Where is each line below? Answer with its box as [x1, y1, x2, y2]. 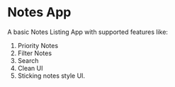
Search [17, 56, 39, 64]
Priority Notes [17, 41, 59, 50]
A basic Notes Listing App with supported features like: [7, 28, 169, 36]
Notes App [7, 4, 72, 21]
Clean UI [17, 64, 43, 72]
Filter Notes [17, 49, 52, 57]
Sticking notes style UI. [17, 71, 86, 80]
